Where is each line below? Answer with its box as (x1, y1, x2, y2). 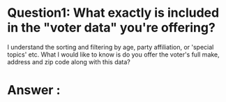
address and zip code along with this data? (7, 57, 131, 66)
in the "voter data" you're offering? (7, 20, 216, 36)
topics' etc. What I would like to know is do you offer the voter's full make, (7, 50, 220, 59)
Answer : (7, 82, 61, 99)
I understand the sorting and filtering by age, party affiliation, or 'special (7, 43, 214, 51)
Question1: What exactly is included (7, 5, 220, 21)
